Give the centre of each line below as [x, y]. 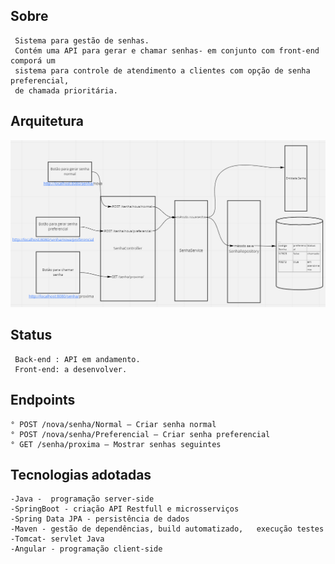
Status [31, 335]
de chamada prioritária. [66, 90]
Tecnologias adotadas [81, 474]
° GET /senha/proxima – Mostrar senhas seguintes [116, 444]
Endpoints [43, 400]
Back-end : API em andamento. [77, 359]
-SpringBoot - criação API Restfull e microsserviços [125, 509]
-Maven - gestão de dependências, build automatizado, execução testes [167, 529]
